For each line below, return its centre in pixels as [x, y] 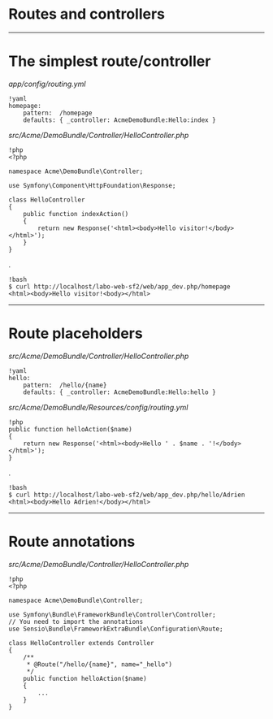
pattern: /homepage [58, 113]
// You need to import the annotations [76, 622]
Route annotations [72, 542]
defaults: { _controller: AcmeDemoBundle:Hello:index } [120, 120]
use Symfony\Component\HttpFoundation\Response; [92, 185]
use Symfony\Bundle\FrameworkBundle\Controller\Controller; [113, 614]
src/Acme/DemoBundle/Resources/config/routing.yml [98, 407]
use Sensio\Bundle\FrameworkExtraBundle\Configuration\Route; [116, 629]
